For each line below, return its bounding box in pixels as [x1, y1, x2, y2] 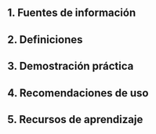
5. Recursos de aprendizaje [7, 113, 143, 126]
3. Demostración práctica [7, 60, 134, 73]
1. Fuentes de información [7, 6, 136, 20]
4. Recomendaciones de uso [7, 86, 149, 100]
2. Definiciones [7, 33, 83, 46]
